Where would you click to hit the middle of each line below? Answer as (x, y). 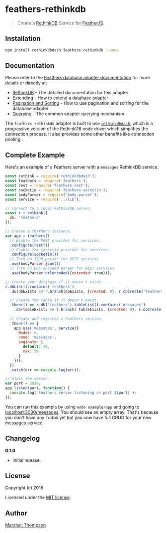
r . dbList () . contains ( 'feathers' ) (40, 287)
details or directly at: (26, 83)
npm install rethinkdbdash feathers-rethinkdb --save (62, 50)
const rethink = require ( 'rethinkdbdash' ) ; (51, 176)
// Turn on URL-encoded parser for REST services (62, 268)
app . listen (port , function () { (38, 388)
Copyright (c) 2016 (24, 488)
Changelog (23, 439)
